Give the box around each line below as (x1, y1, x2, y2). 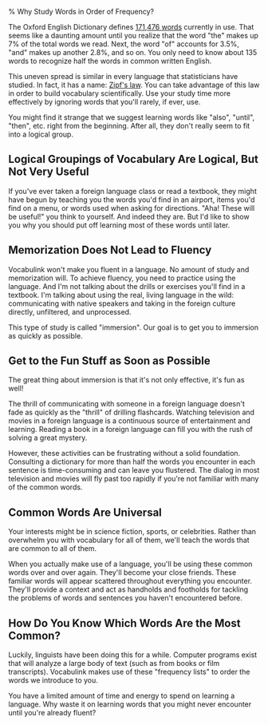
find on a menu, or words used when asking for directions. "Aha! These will (8, 203, 255, 212)
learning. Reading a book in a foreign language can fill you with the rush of (8, 425, 253, 434)
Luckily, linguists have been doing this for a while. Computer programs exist (8, 650, 258, 660)
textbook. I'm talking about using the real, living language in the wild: (8, 290, 234, 299)
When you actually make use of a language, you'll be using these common (8, 559, 253, 569)
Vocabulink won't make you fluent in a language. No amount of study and (8, 264, 250, 274)
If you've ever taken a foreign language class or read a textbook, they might (8, 186, 257, 196)
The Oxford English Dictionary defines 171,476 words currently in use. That (8, 22, 254, 31)
